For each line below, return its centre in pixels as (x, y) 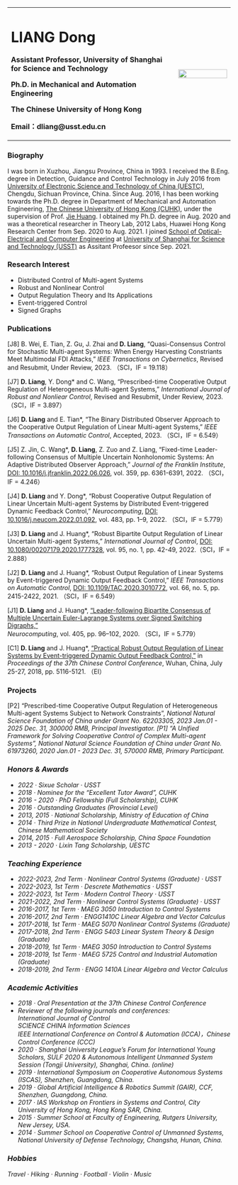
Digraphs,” (23, 625)
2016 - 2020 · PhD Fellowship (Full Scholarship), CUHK (98, 800)
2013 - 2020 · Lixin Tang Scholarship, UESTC (84, 845)
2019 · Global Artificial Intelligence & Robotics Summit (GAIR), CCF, (115, 1087)
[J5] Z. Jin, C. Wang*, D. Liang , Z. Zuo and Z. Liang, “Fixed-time (100, 450)
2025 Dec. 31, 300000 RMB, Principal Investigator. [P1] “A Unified (103, 728)
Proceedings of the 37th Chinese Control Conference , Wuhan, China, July (115, 663)
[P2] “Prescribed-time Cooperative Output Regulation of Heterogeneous (113, 706)
